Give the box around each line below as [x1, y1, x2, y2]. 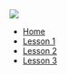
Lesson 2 [22, 46, 57, 56]
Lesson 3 [22, 55, 57, 66]
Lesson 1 [22, 36, 56, 47]
